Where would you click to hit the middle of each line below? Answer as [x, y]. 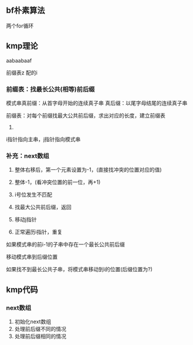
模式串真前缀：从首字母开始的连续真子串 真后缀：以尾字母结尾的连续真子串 [97, 103]
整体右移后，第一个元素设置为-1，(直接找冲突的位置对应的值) [88, 170]
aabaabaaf [19, 60]
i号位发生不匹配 [33, 194]
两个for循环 [20, 26]
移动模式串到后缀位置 [32, 257]
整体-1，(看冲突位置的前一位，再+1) [57, 182]
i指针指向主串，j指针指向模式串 [43, 139]
